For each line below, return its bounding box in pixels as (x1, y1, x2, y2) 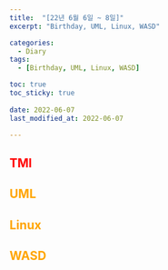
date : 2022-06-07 (9, 105, 75, 115)
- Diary (17, 46, 47, 55)
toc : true (9, 80, 47, 89)
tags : (9, 55, 30, 65)
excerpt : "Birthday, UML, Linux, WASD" (9, 22, 161, 31)
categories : (9, 38, 54, 47)
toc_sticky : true (9, 88, 75, 97)
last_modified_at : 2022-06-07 (9, 114, 124, 123)
